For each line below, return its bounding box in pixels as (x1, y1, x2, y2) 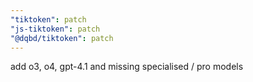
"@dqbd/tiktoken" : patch (10, 33, 114, 43)
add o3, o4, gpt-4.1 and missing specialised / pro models (10, 61, 244, 73)
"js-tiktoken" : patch (10, 24, 101, 34)
